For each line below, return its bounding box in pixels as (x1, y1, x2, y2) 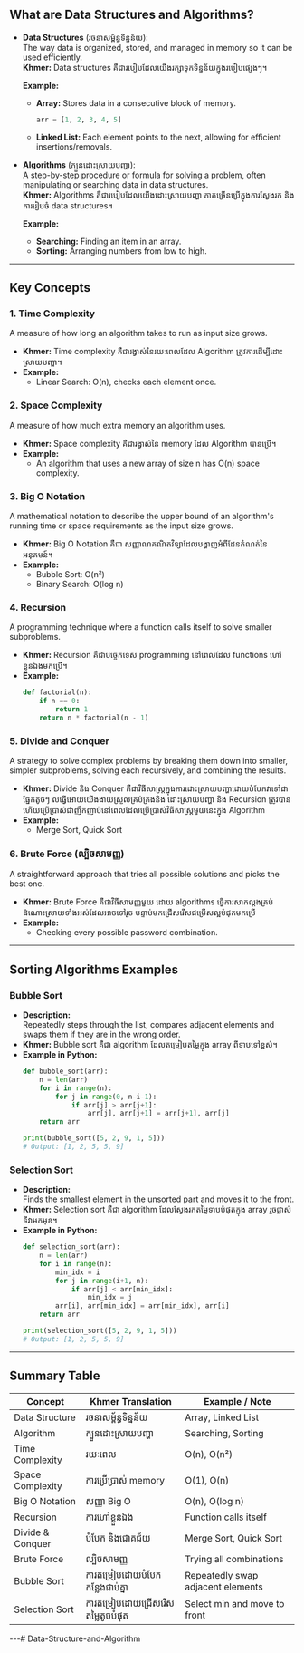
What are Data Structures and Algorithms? (9, 7, 255, 23)
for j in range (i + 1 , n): (55, 1276, 149, 1285)
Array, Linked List (185, 1411, 260, 1424)
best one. (9, 878, 45, 889)
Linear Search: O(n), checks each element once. (35, 376, 217, 388)
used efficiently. (22, 52, 83, 63)
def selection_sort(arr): (22, 1242, 120, 1252)
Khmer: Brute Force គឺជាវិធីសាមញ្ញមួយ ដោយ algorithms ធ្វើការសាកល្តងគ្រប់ (22, 896, 274, 907)
